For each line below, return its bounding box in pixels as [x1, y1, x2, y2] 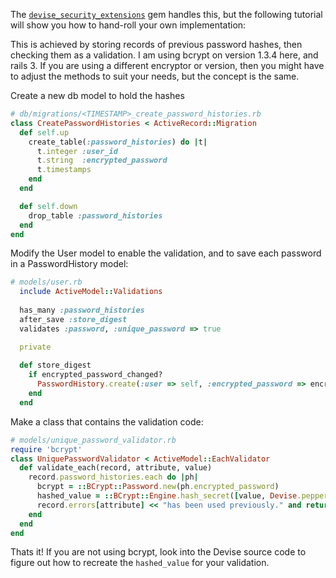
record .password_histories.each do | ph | [28, 472, 199, 483]
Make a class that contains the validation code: [10, 415, 204, 428]
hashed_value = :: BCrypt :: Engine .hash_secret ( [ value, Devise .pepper [36, 491, 329, 501]
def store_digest [19, 360, 92, 371]
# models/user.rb [10, 277, 83, 288]
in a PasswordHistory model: [10, 258, 129, 270]
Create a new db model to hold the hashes [10, 90, 185, 101]
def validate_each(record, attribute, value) [19, 463, 213, 473]
